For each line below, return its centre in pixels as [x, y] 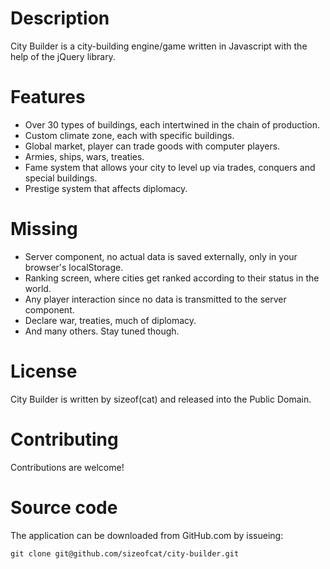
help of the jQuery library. [63, 56]
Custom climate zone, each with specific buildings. [129, 135]
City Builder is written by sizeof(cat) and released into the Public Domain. [161, 399]
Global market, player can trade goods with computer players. [152, 146]
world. [38, 288]
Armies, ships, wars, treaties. [84, 156]
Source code [64, 507]
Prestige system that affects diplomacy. [106, 188]
